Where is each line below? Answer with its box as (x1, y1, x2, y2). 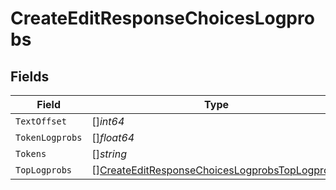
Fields (10, 68, 50, 85)
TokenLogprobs (15, 132, 83, 143)
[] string (91, 147, 127, 161)
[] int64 (91, 115, 125, 128)
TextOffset (15, 116, 67, 127)
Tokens (15, 148, 47, 159)
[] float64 (91, 131, 135, 144)
